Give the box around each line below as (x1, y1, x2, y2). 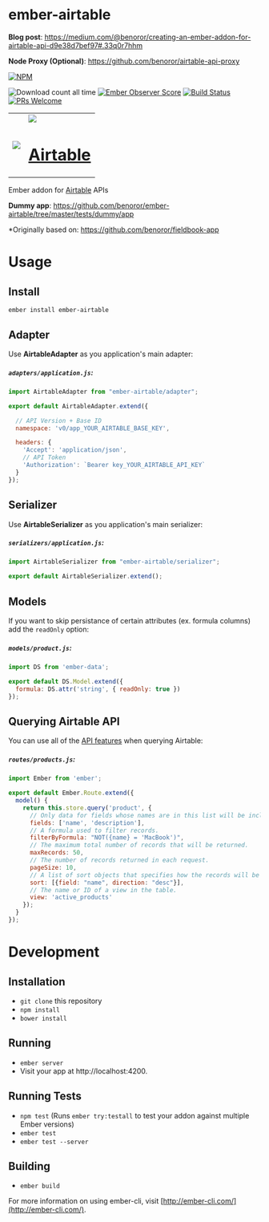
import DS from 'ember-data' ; (8, 664, 110, 672)
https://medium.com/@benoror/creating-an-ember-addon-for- (44, 32, 251, 42)
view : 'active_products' (29, 893, 113, 902)
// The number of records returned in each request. (29, 856, 210, 864)
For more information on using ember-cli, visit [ (8, 1196, 164, 1206)
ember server (19, 1059, 64, 1067)
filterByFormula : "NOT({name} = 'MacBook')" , (29, 834, 184, 842)
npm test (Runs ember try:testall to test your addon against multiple (19, 1110, 250, 1120)
